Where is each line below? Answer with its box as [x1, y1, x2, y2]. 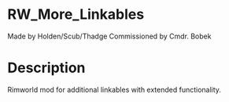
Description [7, 59, 86, 77]
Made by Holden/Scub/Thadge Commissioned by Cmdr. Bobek [7, 31, 212, 41]
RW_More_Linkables [7, 5, 145, 24]
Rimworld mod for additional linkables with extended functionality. [7, 85, 222, 94]
